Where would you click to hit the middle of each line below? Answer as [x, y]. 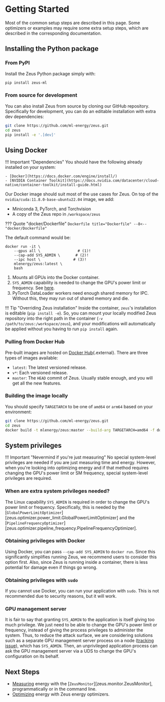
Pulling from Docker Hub [35, 342]
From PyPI [18, 63]
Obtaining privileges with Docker [45, 541]
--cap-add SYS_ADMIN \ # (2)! [52, 255]
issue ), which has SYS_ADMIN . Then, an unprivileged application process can [82, 646]
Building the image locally [37, 396]
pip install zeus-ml [26, 82]
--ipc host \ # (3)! [50, 260]
